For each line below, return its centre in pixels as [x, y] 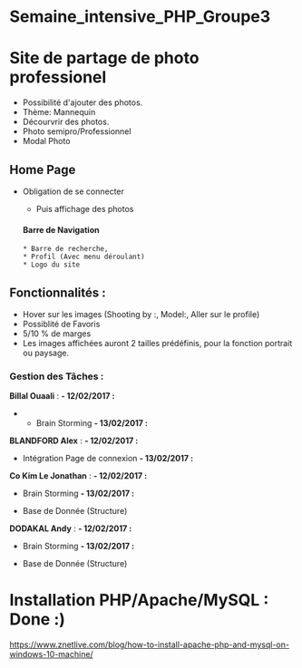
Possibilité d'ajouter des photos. [83, 102]
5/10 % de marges [57, 334]
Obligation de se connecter [73, 191]
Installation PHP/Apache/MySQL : [139, 600]
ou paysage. [46, 353]
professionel [58, 77]
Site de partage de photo [104, 58]
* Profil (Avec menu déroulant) [83, 257]
